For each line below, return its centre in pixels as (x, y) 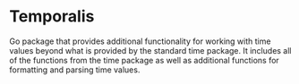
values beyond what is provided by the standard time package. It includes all (151, 50)
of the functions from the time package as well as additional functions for (144, 60)
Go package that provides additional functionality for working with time (140, 41)
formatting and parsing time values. (75, 70)
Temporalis (52, 17)
